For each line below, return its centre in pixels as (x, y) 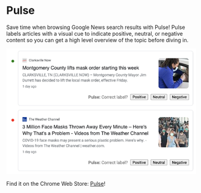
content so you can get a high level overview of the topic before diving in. (97, 40)
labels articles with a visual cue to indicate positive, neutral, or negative (95, 33)
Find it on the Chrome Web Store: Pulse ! (56, 184)
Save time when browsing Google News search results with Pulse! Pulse (96, 27)
